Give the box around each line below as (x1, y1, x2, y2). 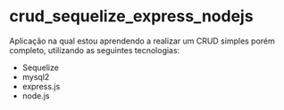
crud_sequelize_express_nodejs (9, 6, 254, 27)
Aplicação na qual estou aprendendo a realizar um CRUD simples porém (9, 35, 275, 46)
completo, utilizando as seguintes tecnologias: (9, 44, 180, 55)
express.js (21, 81, 61, 91)
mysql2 (21, 71, 50, 82)
